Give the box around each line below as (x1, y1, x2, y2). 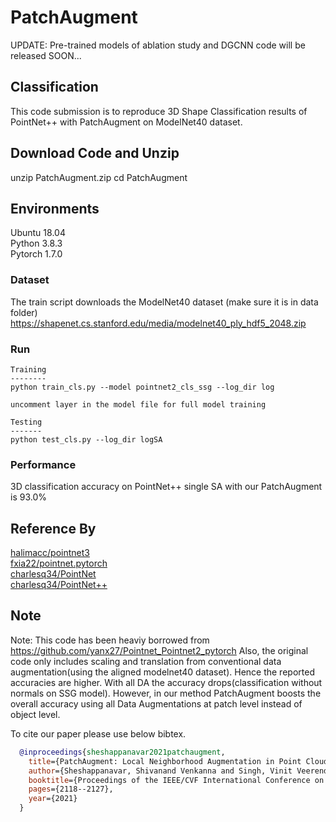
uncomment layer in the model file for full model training (10, 399, 267, 410)
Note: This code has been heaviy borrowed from (10, 634, 210, 646)
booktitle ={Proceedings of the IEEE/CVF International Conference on (28, 775, 325, 785)
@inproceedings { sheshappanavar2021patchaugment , (19, 747, 226, 757)
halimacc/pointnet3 (10, 547, 90, 559)
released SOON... (10, 49, 82, 61)
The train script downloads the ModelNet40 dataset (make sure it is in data (10, 296, 319, 308)
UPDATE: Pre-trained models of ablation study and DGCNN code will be (10, 39, 306, 51)
